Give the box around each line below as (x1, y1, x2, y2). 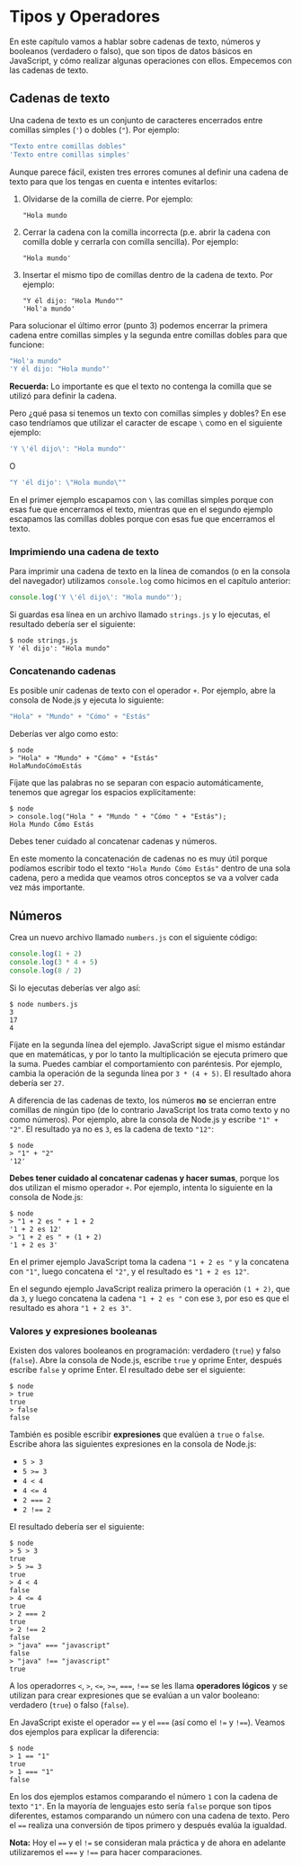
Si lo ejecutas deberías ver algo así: (9, 982, 141, 993)
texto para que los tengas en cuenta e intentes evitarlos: (9, 175, 217, 186)
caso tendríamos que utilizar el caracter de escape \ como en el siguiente (9, 417, 283, 428)
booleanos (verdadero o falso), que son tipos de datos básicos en (9, 45, 253, 56)
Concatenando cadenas (9, 665, 117, 677)
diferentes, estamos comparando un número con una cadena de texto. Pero (9, 1810, 290, 1821)
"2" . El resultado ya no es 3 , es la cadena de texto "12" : (9, 1123, 214, 1135)
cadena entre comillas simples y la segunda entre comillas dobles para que (9, 329, 288, 340)
